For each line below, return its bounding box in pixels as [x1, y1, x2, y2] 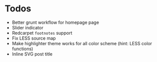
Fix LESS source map [11, 35, 56, 41]
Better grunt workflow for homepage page [11, 19, 99, 25]
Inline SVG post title [11, 51, 53, 57]
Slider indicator [11, 24, 43, 30]
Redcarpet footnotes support [11, 30, 72, 36]
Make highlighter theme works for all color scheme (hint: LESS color [11, 40, 152, 46]
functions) [11, 46, 33, 52]
